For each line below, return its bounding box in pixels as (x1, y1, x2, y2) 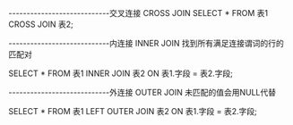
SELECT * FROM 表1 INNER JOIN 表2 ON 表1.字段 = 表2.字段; (8, 68, 234, 79)
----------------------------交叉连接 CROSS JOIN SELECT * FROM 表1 (8, 8, 269, 18)
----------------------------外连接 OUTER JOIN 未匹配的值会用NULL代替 (8, 87, 277, 97)
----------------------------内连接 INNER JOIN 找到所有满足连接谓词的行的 (8, 38, 284, 48)
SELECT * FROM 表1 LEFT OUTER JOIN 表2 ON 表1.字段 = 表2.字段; (8, 106, 257, 116)
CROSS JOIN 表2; (8, 19, 73, 29)
